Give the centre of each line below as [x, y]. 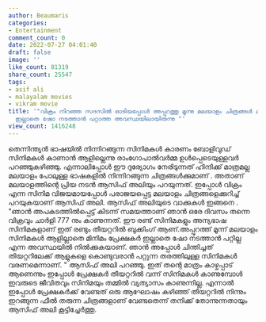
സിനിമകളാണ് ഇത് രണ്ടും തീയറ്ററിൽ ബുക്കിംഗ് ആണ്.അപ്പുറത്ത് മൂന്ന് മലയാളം [133, 229]
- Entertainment [35, 30]
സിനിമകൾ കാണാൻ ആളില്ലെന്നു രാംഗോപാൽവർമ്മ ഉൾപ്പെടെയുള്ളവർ [123, 157]
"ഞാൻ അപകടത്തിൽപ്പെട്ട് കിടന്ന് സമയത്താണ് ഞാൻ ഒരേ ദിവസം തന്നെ [129, 211]
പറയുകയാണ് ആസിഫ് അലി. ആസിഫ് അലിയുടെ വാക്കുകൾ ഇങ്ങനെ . [123, 202]
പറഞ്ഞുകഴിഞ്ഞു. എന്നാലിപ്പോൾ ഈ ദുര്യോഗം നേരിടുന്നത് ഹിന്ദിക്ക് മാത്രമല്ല [129, 167]
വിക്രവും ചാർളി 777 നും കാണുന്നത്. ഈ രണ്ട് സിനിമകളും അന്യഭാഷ [118, 220]
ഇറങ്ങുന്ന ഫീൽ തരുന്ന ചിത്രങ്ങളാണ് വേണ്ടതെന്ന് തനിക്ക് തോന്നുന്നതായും [128, 300]
